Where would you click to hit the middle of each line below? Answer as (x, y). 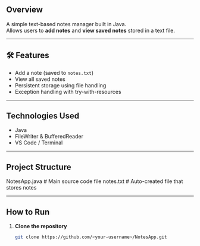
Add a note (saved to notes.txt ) (54, 72)
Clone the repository (41, 226)
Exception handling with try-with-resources (68, 92)
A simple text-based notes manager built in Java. (66, 24)
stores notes (21, 188)
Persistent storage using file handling (60, 85)
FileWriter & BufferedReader (49, 137)
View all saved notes (40, 79)
